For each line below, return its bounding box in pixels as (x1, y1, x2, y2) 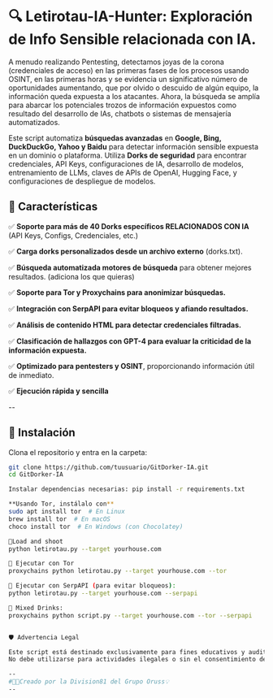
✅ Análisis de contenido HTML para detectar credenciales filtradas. (8, 319, 242, 330)
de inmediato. (8, 370, 54, 379)
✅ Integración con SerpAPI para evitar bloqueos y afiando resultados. (8, 303, 249, 314)
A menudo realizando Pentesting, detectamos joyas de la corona (8, 57, 225, 67)
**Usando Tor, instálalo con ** (8, 500, 115, 509)
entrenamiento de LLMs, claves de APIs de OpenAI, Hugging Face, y (8, 167, 237, 177)
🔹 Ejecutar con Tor (8, 559, 75, 568)
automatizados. (8, 117, 61, 127)
